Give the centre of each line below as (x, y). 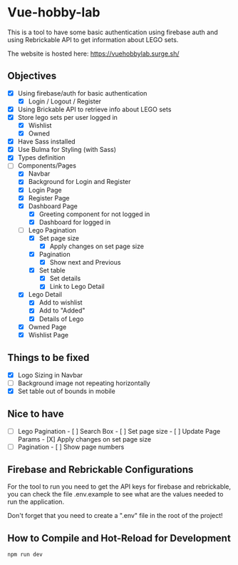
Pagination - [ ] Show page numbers (71, 447)
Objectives (32, 76)
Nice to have (36, 414)
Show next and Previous (85, 263)
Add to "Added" (62, 310)
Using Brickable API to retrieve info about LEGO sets (94, 109)
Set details (65, 278)
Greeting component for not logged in (94, 214)
